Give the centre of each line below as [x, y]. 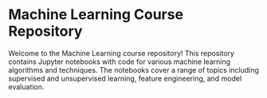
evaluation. [26, 87]
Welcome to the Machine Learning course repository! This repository [122, 53]
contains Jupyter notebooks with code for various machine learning [120, 62]
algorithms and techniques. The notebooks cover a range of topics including [133, 70]
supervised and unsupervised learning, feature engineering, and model [125, 78]
